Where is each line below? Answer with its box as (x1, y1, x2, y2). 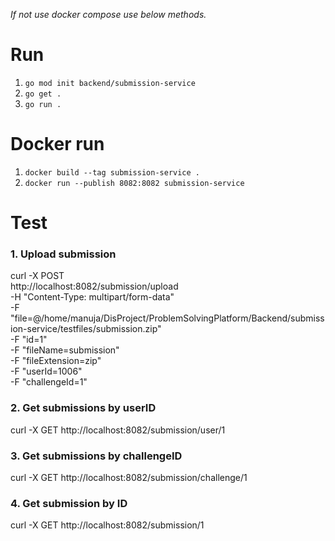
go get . (24, 89, 62, 99)
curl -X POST (10, 270, 65, 282)
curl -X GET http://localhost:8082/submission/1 (10, 519, 205, 531)
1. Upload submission (10, 247, 117, 261)
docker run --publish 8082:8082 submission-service (24, 178, 245, 188)
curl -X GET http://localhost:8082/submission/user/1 (10, 424, 226, 436)
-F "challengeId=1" (10, 376, 88, 388)
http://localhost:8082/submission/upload (10, 280, 179, 293)
